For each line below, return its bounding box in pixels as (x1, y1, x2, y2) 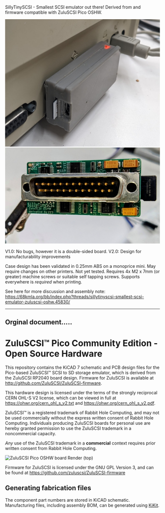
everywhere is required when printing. (5, 279, 82, 285)
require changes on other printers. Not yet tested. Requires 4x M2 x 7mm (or (5, 268, 160, 275)
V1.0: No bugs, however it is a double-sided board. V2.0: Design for (5, 249, 141, 255)
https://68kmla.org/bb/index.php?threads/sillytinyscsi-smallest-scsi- (5, 294, 144, 300)
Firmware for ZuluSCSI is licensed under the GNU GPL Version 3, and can (5, 464, 154, 470)
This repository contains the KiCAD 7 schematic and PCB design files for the (5, 364, 160, 370)
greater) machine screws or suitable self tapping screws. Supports (5, 274, 140, 280)
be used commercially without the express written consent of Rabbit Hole (5, 415, 154, 420)
